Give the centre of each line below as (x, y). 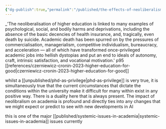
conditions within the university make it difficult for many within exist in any (82, 91)
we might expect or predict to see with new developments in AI (69, 106)
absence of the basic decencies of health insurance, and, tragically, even (80, 34)
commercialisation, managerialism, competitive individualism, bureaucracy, (82, 44)
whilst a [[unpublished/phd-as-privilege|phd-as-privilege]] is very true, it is (82, 80)
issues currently (66, 121)
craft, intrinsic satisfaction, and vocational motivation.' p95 (65, 60)
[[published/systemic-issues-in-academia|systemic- (106, 116)
